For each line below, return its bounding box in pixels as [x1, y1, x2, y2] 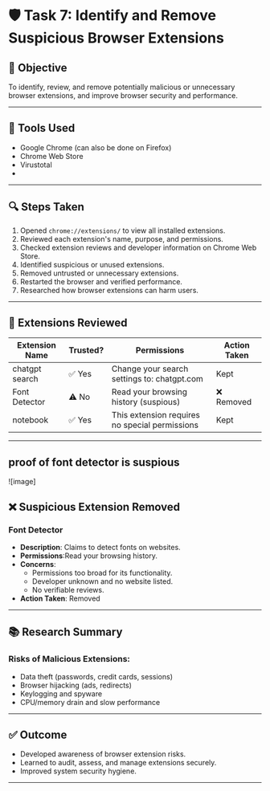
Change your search [111, 363, 189, 374]
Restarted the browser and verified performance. [19, 276, 183, 286]
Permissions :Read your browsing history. [19, 551, 158, 561]
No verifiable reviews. [31, 585, 104, 594]
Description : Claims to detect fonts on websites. [19, 542, 181, 552]
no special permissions [111, 419, 199, 430]
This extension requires [111, 410, 201, 421]
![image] [8, 477, 36, 487]
